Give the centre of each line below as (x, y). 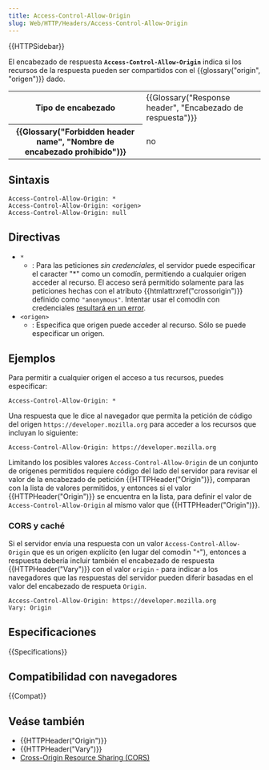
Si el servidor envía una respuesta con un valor (86, 543)
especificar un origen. (68, 333)
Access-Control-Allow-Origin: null (68, 213)
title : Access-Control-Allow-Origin (69, 16)
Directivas (34, 237)
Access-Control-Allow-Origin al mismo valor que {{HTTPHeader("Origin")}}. (134, 505)
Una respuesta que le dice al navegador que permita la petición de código (130, 416)
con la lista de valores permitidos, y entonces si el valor (100, 488)
